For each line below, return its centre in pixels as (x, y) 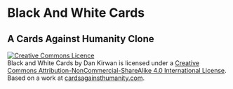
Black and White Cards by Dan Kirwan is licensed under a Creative (104, 63)
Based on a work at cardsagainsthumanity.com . (76, 78)
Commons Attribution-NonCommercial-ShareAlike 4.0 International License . (117, 70)
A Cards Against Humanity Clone (81, 39)
